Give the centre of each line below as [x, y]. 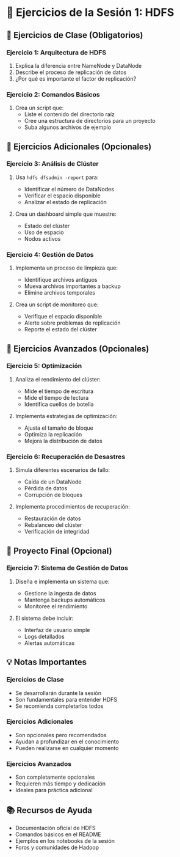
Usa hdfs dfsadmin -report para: [57, 177]
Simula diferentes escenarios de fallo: [63, 470]
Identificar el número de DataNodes [69, 189]
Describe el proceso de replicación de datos [71, 72]
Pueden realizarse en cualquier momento [67, 748]
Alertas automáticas [49, 643]
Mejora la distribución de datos [63, 441]
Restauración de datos [52, 518]
